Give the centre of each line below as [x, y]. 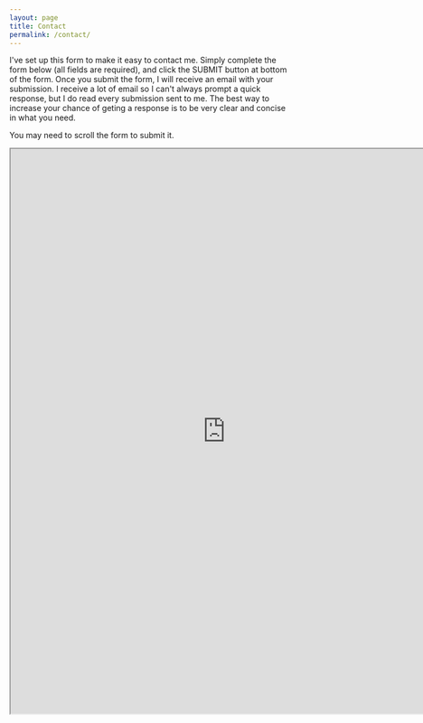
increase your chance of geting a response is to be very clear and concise [148, 108]
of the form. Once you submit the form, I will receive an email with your [141, 80]
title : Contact [38, 26]
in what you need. [43, 117]
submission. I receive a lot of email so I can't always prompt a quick [135, 89]
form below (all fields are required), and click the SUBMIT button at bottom [148, 70]
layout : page [34, 18]
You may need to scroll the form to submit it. [92, 136]
